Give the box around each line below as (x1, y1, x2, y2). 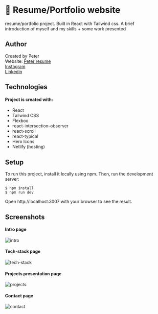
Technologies (5, 83, 48, 91)
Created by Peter (5, 53, 40, 59)
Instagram (5, 63, 25, 69)
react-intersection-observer (12, 123, 68, 129)
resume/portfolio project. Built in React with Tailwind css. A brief (5, 21, 135, 26)
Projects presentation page (5, 270, 62, 276)
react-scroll (12, 128, 36, 134)
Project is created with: (5, 97, 53, 102)
